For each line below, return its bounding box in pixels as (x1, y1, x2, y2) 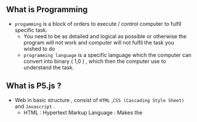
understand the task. (23, 64, 74, 71)
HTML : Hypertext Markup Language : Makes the (23, 109, 143, 116)
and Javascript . (14, 103, 55, 110)
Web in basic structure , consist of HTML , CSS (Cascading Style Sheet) (14, 96, 185, 103)
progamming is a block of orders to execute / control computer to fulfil (14, 20, 182, 27)
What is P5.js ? (6, 81, 62, 91)
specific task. (14, 26, 48, 33)
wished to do (23, 45, 55, 52)
